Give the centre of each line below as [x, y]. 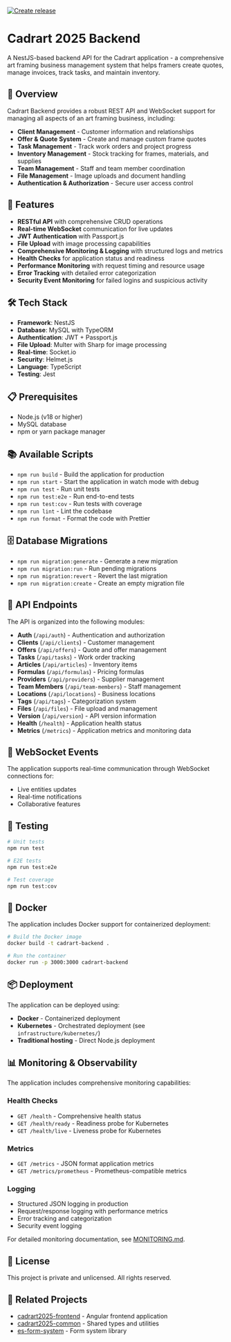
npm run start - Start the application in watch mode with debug [108, 482]
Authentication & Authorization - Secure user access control [105, 183]
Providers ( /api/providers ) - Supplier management [91, 679]
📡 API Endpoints [43, 605]
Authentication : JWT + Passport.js [67, 337]
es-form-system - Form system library [72, 1330]
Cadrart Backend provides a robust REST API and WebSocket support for [111, 111]
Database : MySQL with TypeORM [65, 330]
